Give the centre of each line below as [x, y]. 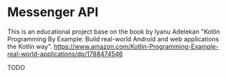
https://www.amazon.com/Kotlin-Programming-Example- [136, 46]
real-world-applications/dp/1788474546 [65, 54]
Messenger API [53, 12]
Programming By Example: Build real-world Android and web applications [113, 38]
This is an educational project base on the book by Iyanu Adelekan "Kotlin [114, 31]
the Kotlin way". [30, 46]
